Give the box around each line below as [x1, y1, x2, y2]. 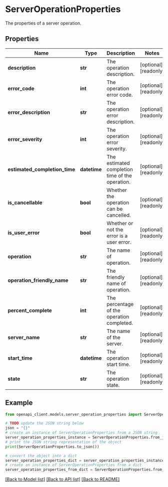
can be [106, 205, 123, 212]
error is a [106, 232, 128, 239]
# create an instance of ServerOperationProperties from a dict [5, 462, 142, 467]
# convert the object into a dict [5, 453, 77, 458]
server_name [7, 334, 40, 341]
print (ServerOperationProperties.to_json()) [5, 444, 99, 449]
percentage [106, 300, 134, 307]
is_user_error [7, 229, 40, 236]
